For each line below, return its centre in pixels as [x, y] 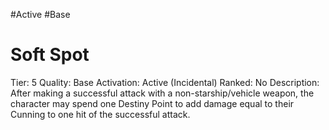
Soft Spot [50, 55]
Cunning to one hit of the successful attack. [100, 114]
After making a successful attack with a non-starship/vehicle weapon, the [162, 93]
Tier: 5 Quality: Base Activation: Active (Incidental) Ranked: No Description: [165, 82]
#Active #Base [40, 14]
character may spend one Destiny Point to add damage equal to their [152, 103]
